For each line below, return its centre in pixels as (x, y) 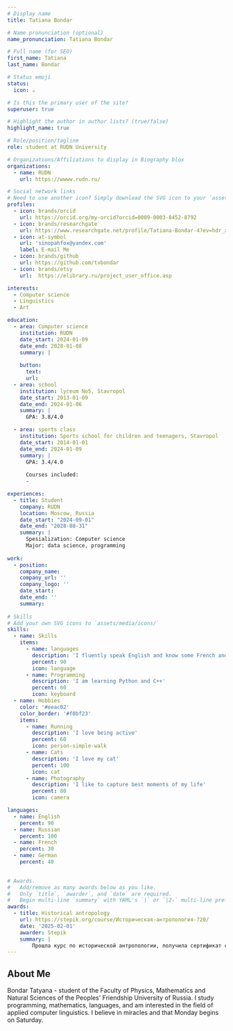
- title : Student (38, 500)
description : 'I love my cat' (76, 758)
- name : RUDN (32, 172)
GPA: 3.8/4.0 (44, 417)
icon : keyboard (54, 695)
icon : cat (46, 772)
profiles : (21, 205)
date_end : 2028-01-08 (51, 346)
